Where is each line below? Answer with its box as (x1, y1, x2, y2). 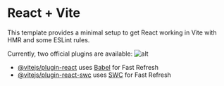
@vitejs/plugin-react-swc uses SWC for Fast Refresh (17, 70, 171, 79)
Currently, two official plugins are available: (7, 49, 133, 58)
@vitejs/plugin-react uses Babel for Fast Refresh (17, 63, 159, 71)
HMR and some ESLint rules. (7, 35, 90, 44)
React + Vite (7, 5, 81, 21)
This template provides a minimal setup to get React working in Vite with (7, 28, 217, 37)
